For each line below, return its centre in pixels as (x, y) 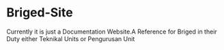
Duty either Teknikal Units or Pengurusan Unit (71, 38)
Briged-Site (40, 13)
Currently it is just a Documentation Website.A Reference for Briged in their (112, 32)
